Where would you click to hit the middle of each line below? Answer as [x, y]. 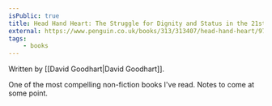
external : [25, 31]
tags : [17, 38]
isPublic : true [34, 16]
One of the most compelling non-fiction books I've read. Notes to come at [132, 85]
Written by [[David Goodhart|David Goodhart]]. [86, 69]
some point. [28, 93]
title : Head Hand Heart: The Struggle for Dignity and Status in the [128, 23]
